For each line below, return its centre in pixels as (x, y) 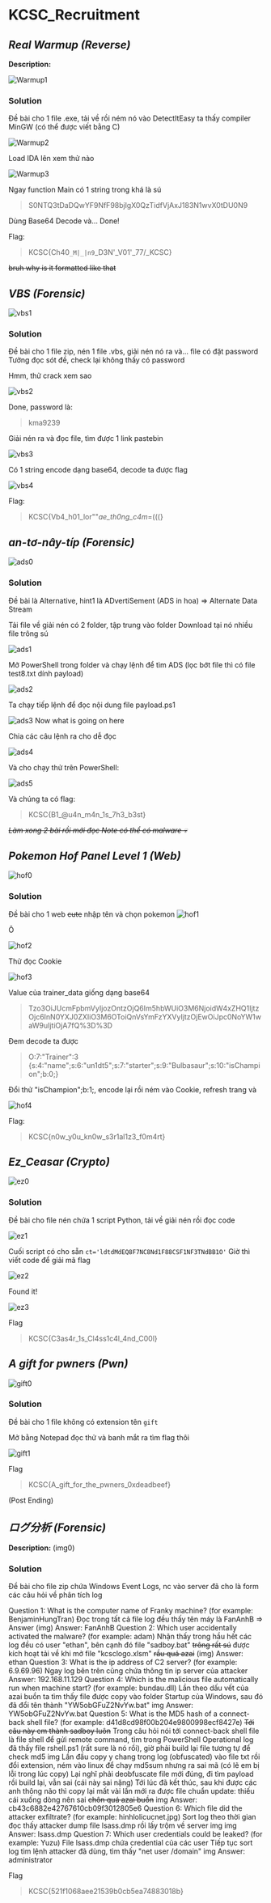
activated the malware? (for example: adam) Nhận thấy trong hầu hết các (130, 1636)
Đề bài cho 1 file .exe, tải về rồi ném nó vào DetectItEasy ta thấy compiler (130, 118)
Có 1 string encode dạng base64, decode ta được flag (98, 470)
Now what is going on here (80, 720)
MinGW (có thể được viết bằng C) (64, 127)
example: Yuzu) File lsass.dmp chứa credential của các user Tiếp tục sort (131, 1842)
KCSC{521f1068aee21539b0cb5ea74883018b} (106, 1891)
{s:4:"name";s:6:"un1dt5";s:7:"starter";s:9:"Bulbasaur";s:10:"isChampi (144, 1065)
